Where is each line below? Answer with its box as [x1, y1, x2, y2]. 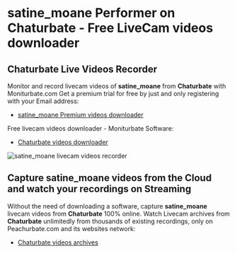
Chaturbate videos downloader [17, 138, 108, 146]
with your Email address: [7, 97, 79, 105]
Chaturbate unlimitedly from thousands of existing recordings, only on [7, 217, 214, 225]
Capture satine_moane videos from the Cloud [7, 172, 212, 184]
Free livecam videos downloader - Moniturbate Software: [7, 124, 174, 132]
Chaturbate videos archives [17, 238, 99, 247]
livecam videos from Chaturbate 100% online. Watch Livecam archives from [7, 209, 230, 218]
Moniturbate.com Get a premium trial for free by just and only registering [7, 90, 219, 98]
